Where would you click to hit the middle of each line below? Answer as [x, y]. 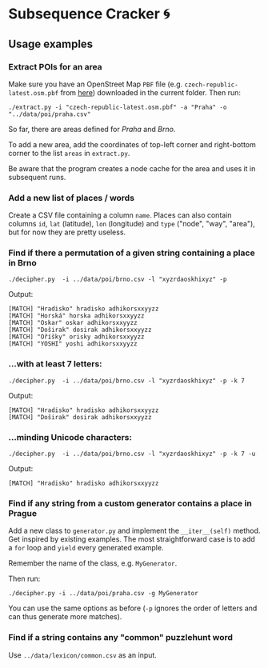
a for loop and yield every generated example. [86, 548]
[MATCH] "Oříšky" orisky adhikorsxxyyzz [77, 337]
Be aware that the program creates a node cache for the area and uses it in [132, 168]
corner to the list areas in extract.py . [69, 153]
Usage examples [51, 44]
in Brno [23, 263]
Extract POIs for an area [55, 66]
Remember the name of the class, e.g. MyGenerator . [93, 563]
